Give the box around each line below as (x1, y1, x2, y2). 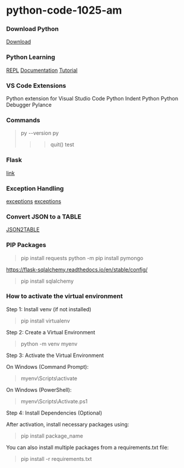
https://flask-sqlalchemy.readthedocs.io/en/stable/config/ (6, 265, 148, 273)
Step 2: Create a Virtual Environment (6, 328, 96, 336)
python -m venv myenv (20, 340, 78, 347)
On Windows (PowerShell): (6, 386, 72, 393)
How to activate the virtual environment (6, 292, 123, 301)
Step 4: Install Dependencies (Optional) (6, 409, 103, 416)
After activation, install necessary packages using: (6, 420, 129, 428)
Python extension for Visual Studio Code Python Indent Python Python (6, 95, 179, 102)
